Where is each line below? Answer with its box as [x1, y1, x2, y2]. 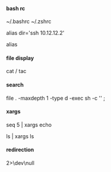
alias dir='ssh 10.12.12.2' [6, 30, 65, 37]
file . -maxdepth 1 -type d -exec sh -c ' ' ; [6, 94, 106, 101]
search [6, 81, 24, 88]
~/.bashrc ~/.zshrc [6, 18, 52, 25]
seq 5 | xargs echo [6, 121, 52, 128]
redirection [6, 146, 34, 154]
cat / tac [6, 68, 27, 75]
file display [6, 54, 34, 62]
